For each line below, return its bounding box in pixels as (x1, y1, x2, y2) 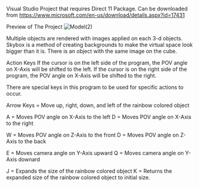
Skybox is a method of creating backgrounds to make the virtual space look (6, 41, 193, 48)
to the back (18, 138, 47, 145)
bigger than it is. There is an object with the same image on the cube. (6, 48, 177, 55)
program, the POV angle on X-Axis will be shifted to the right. (6, 72, 157, 79)
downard (18, 156, 40, 163)
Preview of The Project (6, 23, 63, 30)
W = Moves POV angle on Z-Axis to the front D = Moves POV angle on (6, 132, 179, 138)
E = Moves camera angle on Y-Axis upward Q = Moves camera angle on (6, 150, 184, 156)
